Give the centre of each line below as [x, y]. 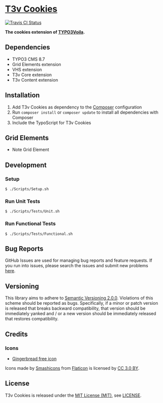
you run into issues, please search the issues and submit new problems [77, 266]
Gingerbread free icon [34, 359]
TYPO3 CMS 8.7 [28, 59]
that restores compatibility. [32, 319]
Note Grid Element [31, 149]
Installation [22, 95]
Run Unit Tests [23, 201]
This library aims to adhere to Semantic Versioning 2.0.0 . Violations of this [79, 298]
